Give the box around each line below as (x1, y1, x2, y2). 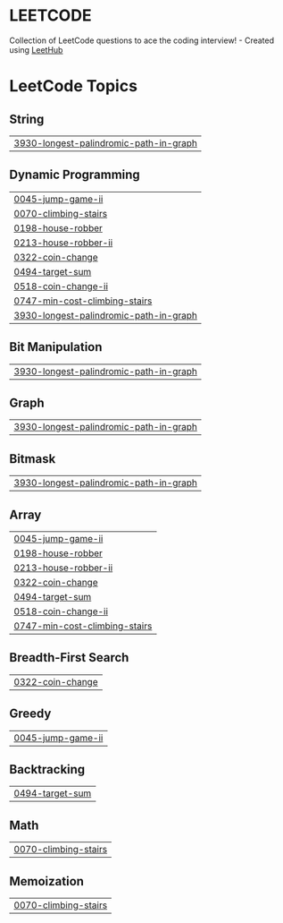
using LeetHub (9, 44, 63, 55)
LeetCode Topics (9, 76, 138, 97)
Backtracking (9, 762, 86, 777)
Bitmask (9, 451, 56, 466)
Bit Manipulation (9, 339, 103, 355)
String (9, 111, 45, 126)
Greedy (9, 706, 52, 722)
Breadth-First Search (9, 650, 129, 665)
